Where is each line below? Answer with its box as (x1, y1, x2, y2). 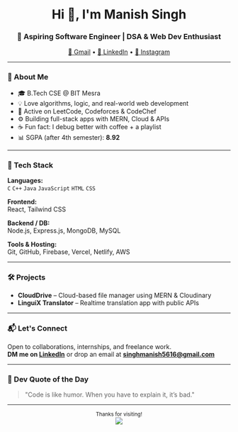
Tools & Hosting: (7, 240, 57, 249)
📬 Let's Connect (7, 323, 67, 333)
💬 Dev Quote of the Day (7, 374, 89, 384)
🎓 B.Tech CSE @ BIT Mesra (17, 89, 101, 97)
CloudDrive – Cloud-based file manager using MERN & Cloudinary (17, 291, 212, 300)
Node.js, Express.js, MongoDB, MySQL (7, 226, 121, 235)
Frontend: (7, 198, 38, 206)
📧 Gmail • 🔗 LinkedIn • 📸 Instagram (68, 48, 170, 56)
